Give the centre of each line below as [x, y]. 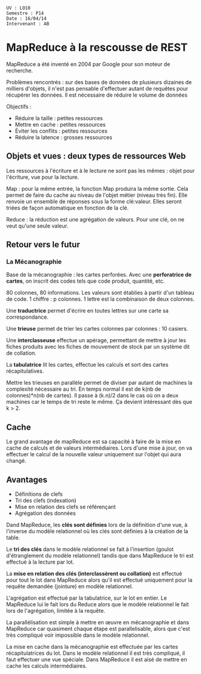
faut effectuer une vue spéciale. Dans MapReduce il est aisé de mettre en [97, 660]
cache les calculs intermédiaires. [47, 666]
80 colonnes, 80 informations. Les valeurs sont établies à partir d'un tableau [100, 293]
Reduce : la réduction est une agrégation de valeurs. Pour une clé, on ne [95, 219]
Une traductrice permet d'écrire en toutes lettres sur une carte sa [87, 311]
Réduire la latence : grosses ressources [63, 137]
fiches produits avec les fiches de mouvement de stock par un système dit [98, 347]
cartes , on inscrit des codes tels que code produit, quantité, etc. [86, 281]
